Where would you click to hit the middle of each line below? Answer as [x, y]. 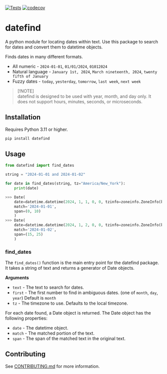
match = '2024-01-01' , [35, 206]
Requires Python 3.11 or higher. [37, 129]
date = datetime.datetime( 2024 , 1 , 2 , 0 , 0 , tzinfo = [68, 225]
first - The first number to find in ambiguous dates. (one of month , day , [85, 293]
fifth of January [30, 76]
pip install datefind [28, 138]
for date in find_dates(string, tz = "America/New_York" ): [65, 184]
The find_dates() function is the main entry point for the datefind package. [82, 263]
